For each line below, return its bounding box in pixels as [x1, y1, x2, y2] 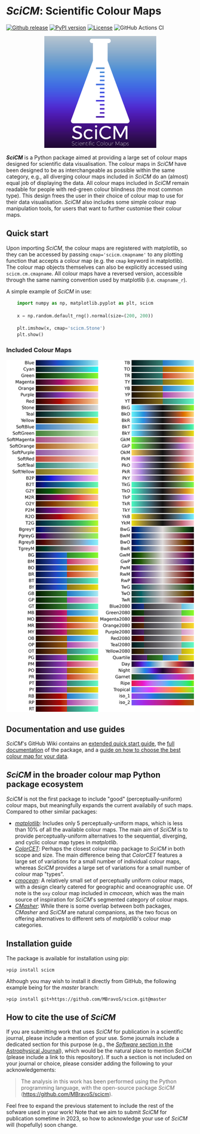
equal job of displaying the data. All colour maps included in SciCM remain [6, 180, 189, 187]
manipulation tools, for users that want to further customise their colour [6, 205, 182, 212]
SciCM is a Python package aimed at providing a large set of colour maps [6, 154, 187, 161]
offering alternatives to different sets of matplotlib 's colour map [14, 915, 171, 922]
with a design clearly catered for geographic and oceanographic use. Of [14, 883, 193, 890]
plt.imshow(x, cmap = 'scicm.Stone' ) [17, 325, 106, 332]
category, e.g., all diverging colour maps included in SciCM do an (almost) [6, 173, 189, 180]
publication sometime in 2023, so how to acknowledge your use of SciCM [6, 1115, 188, 1122]
